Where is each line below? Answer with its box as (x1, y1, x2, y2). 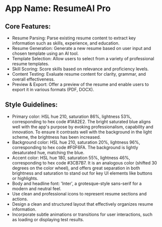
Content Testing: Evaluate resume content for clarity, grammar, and (12, 71, 146, 77)
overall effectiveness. (12, 76, 55, 82)
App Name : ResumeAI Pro (5, 3, 111, 14)
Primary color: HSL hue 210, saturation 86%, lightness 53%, (12, 113, 132, 119)
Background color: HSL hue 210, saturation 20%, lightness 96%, (12, 139, 140, 145)
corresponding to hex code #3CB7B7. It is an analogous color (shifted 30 (12, 160, 157, 165)
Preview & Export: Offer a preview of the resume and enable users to (12, 81, 149, 87)
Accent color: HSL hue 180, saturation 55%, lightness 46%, (12, 155, 131, 161)
